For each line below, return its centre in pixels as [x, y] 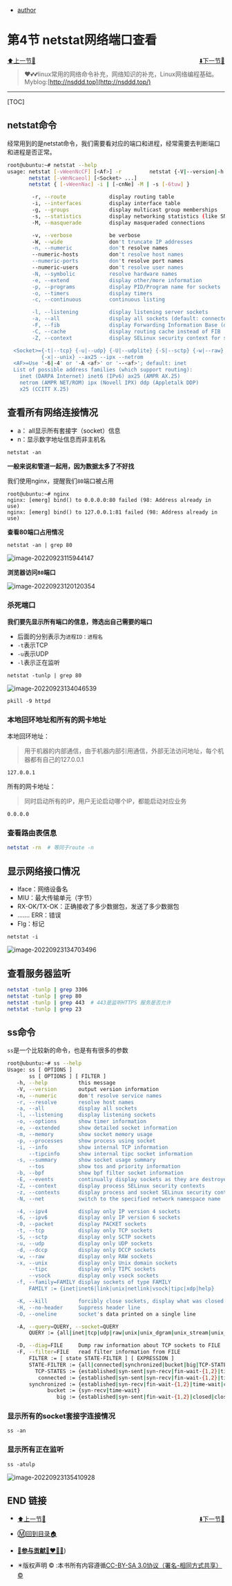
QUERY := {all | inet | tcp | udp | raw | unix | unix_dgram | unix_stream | [120, 1333]
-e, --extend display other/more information [117, 280]
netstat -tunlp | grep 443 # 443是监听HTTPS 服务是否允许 [89, 1002]
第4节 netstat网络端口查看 [82, 40]
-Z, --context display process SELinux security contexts [111, 1186]
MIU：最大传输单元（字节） [56, 898]
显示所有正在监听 [36, 1449]
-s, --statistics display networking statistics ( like [125, 216]
